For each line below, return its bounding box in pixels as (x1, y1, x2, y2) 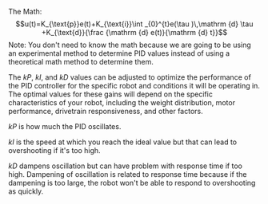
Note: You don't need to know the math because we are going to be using (8, 40, 252, 49)
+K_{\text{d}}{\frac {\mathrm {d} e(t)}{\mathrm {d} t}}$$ (41, 28, 228, 37)
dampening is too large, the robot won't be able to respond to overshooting (8, 178, 256, 187)
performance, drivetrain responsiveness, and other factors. (8, 107, 204, 116)
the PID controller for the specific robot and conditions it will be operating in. (8, 81, 260, 90)
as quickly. (8, 186, 44, 196)
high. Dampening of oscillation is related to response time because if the (8, 170, 247, 178)
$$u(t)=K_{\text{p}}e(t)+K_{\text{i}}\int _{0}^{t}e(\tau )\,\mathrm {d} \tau (15, 19, 254, 29)
